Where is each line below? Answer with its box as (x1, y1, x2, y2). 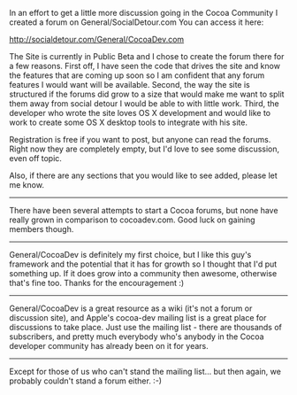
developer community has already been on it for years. (9, 341, 209, 351)
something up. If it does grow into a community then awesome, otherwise (9, 268, 278, 278)
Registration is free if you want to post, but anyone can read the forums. (9, 135, 271, 144)
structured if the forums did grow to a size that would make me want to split (9, 89, 285, 99)
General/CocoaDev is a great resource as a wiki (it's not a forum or (9, 303, 253, 314)
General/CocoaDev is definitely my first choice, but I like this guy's (9, 250, 252, 259)
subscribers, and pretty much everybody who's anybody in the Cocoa (9, 331, 264, 342)
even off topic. (9, 153, 62, 163)
